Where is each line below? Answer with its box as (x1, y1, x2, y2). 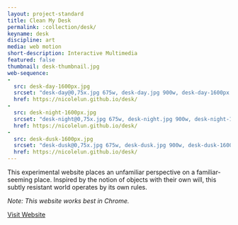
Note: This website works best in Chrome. (7, 197, 130, 205)
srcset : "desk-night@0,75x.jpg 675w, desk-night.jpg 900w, (13, 115, 192, 122)
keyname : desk (7, 30, 50, 37)
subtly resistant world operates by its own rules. (7, 183, 147, 191)
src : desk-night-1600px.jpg (13, 109, 97, 116)
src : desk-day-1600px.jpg (13, 83, 91, 90)
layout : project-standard (7, 10, 84, 18)
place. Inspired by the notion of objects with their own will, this (34, 175, 217, 184)
